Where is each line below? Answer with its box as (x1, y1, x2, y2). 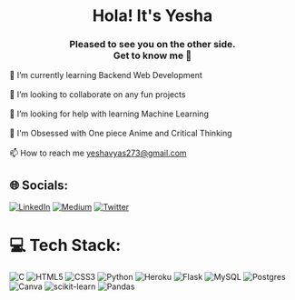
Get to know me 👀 (113, 49, 192, 62)
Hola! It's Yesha (92, 5, 213, 26)
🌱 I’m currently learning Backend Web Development (9, 70, 202, 81)
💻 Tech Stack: (9, 235, 122, 255)
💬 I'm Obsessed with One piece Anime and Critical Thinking (9, 128, 233, 139)
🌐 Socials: (9, 177, 69, 193)
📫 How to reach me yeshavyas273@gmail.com (9, 147, 188, 159)
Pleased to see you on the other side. (69, 38, 236, 51)
